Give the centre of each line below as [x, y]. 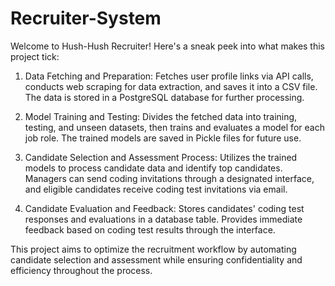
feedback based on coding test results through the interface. [150, 229]
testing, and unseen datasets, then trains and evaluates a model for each [174, 127]
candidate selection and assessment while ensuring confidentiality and [156, 259]
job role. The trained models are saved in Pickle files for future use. [163, 138]
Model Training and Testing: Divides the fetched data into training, [161, 116]
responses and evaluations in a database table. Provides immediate [163, 219]
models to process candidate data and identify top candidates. [153, 168]
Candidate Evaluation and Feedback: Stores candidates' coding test [164, 208]
